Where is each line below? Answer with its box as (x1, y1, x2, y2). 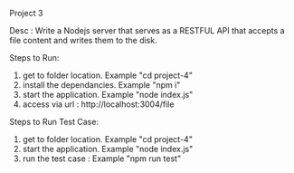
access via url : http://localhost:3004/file (22, 99, 175, 110)
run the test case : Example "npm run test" (22, 153, 182, 164)
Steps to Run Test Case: (9, 117, 100, 127)
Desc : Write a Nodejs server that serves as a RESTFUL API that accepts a (9, 25, 285, 35)
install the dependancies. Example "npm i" (22, 80, 181, 90)
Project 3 (9, 8, 43, 18)
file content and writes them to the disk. (9, 35, 157, 45)
